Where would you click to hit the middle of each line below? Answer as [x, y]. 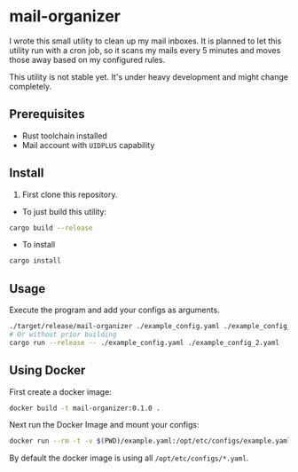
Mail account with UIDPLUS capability [88, 145]
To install [39, 245]
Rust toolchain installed [65, 136]
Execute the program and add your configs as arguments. [114, 310]
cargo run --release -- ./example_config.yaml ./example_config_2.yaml [144, 342]
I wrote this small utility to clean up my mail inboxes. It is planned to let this [145, 41]
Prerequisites [47, 114]
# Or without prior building [63, 334]
